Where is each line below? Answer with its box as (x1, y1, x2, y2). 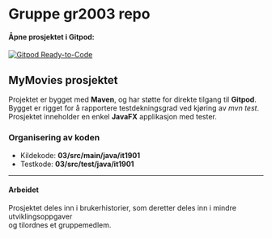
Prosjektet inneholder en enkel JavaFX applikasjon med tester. (8, 112, 217, 122)
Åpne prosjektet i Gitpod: (8, 31, 95, 41)
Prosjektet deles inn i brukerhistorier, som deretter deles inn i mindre (8, 203, 237, 212)
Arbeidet (8, 185, 39, 194)
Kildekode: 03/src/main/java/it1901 (19, 150, 141, 160)
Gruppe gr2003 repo (8, 5, 151, 23)
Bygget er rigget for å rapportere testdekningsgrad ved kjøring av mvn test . (8, 103, 260, 113)
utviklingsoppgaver (8, 211, 73, 221)
